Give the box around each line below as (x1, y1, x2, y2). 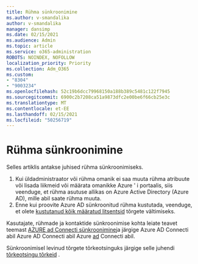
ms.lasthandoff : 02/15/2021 (6, 111, 78, 117)
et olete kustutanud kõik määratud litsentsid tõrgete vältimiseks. (15, 208, 175, 215)
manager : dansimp (6, 26, 51, 32)
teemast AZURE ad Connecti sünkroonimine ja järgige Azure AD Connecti (6, 226, 189, 233)
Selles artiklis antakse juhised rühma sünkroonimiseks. (6, 163, 144, 171)
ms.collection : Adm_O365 (6, 65, 69, 72)
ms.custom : (6, 71, 34, 78)
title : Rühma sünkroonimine (6, 9, 78, 15)
